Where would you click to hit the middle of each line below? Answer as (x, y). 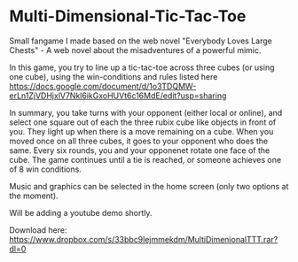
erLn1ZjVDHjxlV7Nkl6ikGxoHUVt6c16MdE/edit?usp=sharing (118, 96)
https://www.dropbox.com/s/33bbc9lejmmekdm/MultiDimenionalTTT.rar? (144, 239)
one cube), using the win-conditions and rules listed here (114, 76)
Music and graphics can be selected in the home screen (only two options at (149, 186)
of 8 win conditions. (45, 169)
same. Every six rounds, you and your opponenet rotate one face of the (140, 150)
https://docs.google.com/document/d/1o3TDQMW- (103, 86)
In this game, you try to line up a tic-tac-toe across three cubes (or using (142, 67)
